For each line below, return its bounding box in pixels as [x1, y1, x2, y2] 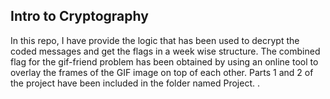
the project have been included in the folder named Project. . [10, 77, 260, 89]
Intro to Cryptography [10, 8, 149, 25]
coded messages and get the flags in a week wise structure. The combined [10, 45, 321, 57]
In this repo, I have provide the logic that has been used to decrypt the [10, 34, 300, 46]
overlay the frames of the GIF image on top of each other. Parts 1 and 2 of [10, 66, 314, 78]
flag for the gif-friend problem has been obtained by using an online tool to [10, 55, 319, 68]
